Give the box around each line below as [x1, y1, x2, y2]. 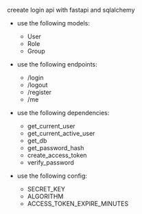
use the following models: [16, 19, 91, 27]
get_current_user [27, 122, 75, 130]
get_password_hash [27, 144, 84, 152]
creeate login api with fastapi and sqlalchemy [7, 6, 135, 14]
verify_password [27, 158, 74, 167]
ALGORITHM [27, 192, 64, 200]
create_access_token [27, 151, 87, 159]
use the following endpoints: [16, 60, 97, 68]
